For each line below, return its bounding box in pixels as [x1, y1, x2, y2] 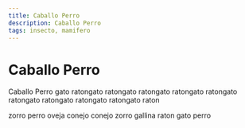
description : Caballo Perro [8, 19, 102, 27]
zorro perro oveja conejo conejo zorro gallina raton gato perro [8, 111, 212, 120]
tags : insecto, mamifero [8, 26, 91, 34]
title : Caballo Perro [8, 11, 80, 20]
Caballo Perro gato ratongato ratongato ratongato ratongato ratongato [8, 87, 238, 96]
